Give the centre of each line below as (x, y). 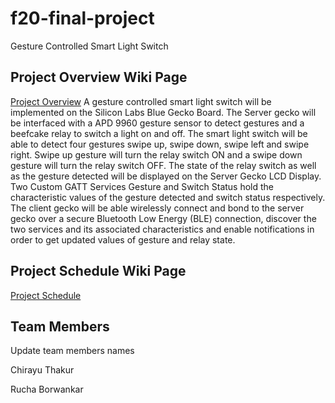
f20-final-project (82, 18)
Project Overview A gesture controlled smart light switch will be (141, 101)
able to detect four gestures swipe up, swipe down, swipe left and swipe (160, 144)
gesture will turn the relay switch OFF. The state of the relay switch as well (163, 165)
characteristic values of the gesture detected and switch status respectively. (168, 197)
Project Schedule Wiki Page (98, 271)
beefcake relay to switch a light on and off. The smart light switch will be (159, 133)
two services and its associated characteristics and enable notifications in (162, 229)
